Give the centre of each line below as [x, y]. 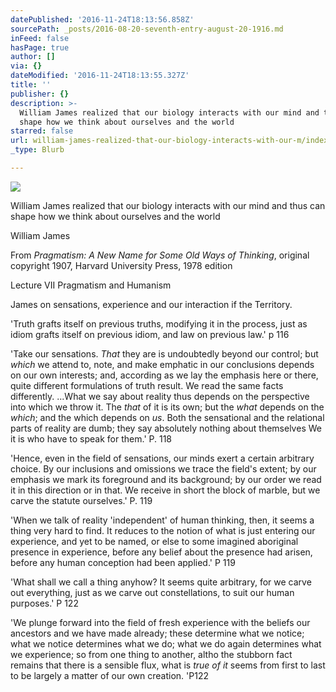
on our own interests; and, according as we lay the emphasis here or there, [164, 375]
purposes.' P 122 [44, 603]
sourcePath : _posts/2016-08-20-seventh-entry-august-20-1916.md [147, 29]
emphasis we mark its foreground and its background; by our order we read [166, 479]
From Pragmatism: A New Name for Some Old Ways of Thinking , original [160, 255]
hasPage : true [40, 47]
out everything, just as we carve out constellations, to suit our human [152, 592]
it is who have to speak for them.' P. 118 [91, 438]
